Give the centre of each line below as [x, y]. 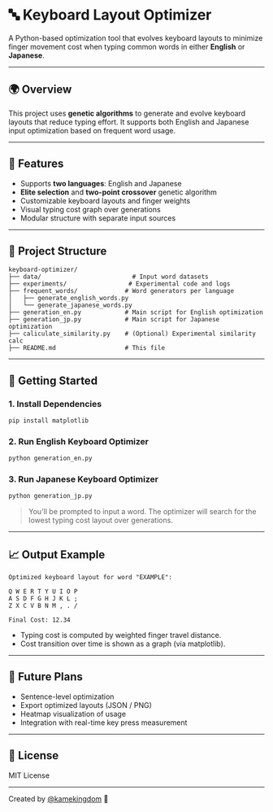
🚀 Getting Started [53, 380]
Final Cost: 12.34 [39, 620]
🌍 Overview [40, 90]
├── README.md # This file [87, 348]
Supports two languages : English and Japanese [101, 183]
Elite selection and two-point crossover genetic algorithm [119, 192]
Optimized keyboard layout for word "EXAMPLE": [91, 578]
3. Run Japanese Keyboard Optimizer [83, 479]
